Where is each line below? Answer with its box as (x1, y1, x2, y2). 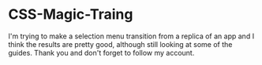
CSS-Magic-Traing (8, 5, 133, 23)
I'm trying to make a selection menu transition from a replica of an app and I (8, 31, 255, 41)
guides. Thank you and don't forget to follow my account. (8, 48, 195, 57)
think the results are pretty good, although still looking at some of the (8, 39, 233, 49)
